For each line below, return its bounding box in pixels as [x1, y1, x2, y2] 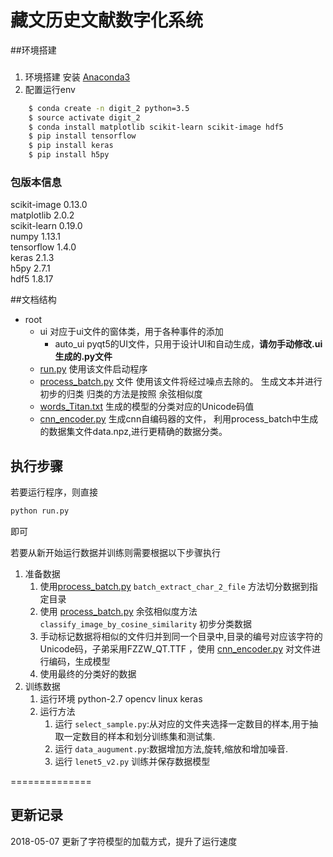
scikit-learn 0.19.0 [10, 220, 83, 232]
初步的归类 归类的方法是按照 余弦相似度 [39, 388, 203, 400]
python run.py [10, 506, 70, 516]
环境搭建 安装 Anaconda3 [24, 71, 131, 83]
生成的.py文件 [54, 351, 113, 363]
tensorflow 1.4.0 [10, 241, 77, 253]
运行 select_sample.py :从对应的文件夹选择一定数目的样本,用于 [54, 718, 310, 730]
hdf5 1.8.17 [10, 273, 54, 285]
